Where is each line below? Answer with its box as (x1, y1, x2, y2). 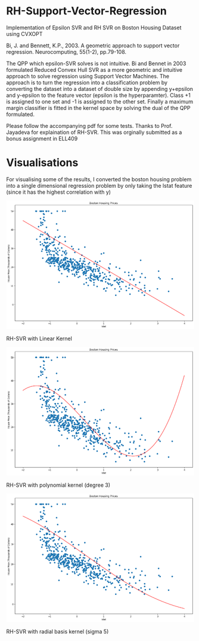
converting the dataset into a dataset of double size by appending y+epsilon (6, 85, 194, 92)
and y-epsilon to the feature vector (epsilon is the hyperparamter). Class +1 (6, 91, 191, 99)
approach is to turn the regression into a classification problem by (6, 79, 168, 86)
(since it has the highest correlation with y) (6, 188, 111, 196)
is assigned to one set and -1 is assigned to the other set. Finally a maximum (6, 97, 194, 105)
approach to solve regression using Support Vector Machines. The (6, 72, 170, 80)
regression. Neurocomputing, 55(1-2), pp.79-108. (6, 48, 127, 55)
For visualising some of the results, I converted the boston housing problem (6, 175, 192, 183)
